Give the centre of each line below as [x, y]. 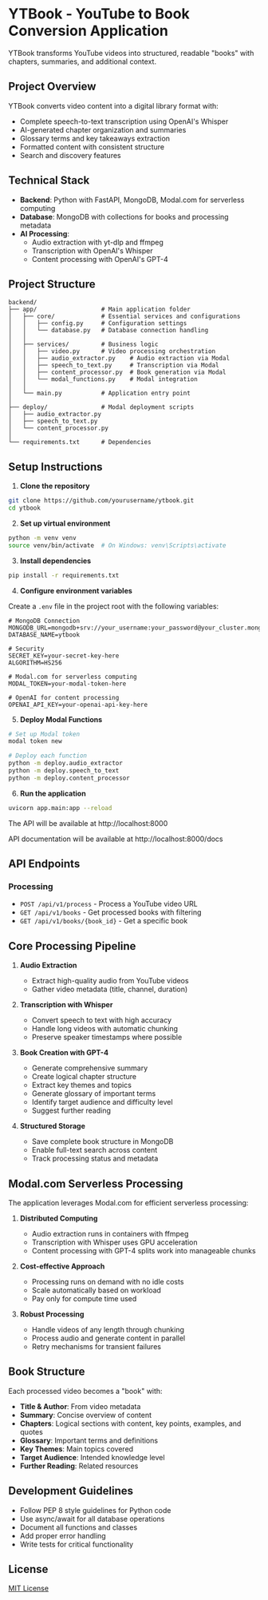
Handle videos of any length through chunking [108, 1330]
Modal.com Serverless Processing [96, 1183]
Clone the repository [55, 486]
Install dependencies [55, 561]
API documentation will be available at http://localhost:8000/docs [116, 839]
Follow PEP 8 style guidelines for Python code [95, 1510]
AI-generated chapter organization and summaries [103, 129]
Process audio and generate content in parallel [108, 1338]
